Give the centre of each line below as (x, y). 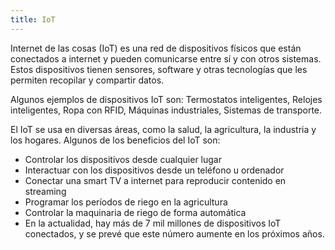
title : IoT (33, 19)
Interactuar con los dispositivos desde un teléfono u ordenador (154, 170)
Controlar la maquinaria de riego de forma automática (135, 212)
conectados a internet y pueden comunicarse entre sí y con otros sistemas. (166, 58)
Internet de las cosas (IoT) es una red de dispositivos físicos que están (156, 48)
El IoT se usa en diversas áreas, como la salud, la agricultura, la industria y (163, 129)
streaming (45, 191)
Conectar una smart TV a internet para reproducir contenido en (155, 180)
